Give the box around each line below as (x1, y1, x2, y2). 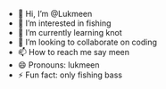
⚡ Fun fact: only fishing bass (17, 69, 123, 80)
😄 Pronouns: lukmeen (17, 60, 100, 70)
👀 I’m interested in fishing (17, 18, 112, 28)
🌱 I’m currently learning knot (17, 28, 122, 37)
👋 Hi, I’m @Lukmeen (17, 9, 93, 19)
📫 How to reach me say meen (17, 47, 130, 57)
